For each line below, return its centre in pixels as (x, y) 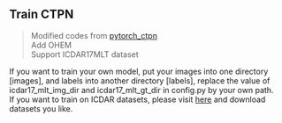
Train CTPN (42, 14)
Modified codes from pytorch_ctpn (94, 35)
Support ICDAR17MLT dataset (84, 54)
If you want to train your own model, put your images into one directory (139, 71)
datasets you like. (41, 108)
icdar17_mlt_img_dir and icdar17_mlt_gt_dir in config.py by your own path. (141, 90)
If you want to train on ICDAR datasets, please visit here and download (137, 99)
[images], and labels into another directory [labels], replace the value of (140, 80)
